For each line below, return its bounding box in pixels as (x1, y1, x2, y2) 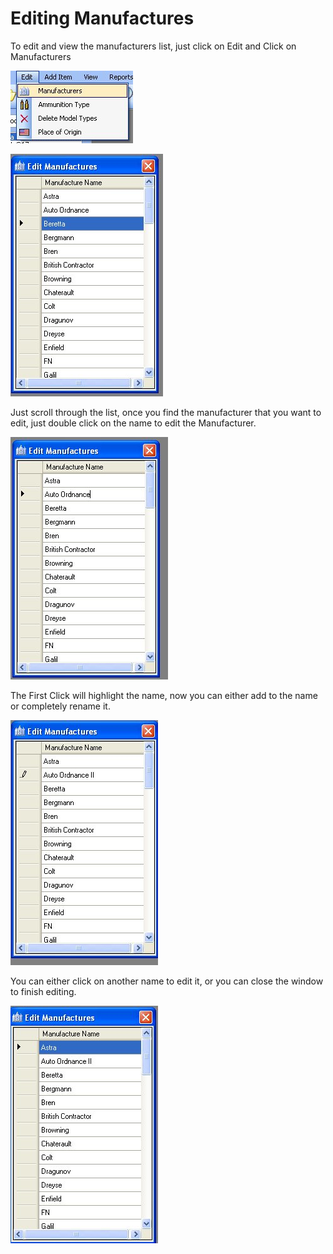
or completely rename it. (10, 700, 111, 712)
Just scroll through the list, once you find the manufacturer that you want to (10, 406, 322, 418)
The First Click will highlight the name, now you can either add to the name (10, 689, 318, 701)
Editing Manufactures (10, 7, 195, 30)
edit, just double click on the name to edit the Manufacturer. (10, 417, 257, 429)
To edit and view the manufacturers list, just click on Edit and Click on (10, 40, 297, 52)
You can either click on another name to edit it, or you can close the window (10, 975, 324, 987)
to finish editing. (10, 985, 77, 997)
